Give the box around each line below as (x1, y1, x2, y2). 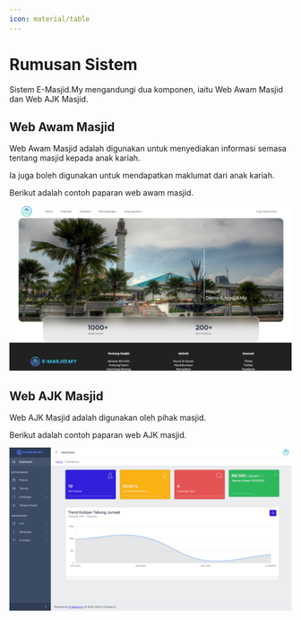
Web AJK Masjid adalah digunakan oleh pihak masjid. (9, 413, 207, 423)
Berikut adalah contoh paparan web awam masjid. (9, 188, 194, 198)
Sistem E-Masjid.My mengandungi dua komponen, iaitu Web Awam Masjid (9, 83, 284, 94)
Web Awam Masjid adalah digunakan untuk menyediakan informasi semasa (9, 144, 287, 154)
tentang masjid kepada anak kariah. (9, 153, 141, 163)
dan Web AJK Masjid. (9, 93, 89, 104)
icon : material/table (9, 14, 90, 23)
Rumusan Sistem (9, 54, 138, 74)
